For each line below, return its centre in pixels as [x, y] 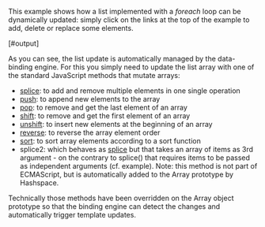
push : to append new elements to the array [90, 99]
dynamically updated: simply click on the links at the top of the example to [129, 20]
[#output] [24, 43]
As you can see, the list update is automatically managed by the [112, 59]
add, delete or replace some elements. [71, 28]
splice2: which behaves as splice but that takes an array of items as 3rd [136, 149]
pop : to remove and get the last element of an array [104, 107]
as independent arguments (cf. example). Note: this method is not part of [138, 166]
